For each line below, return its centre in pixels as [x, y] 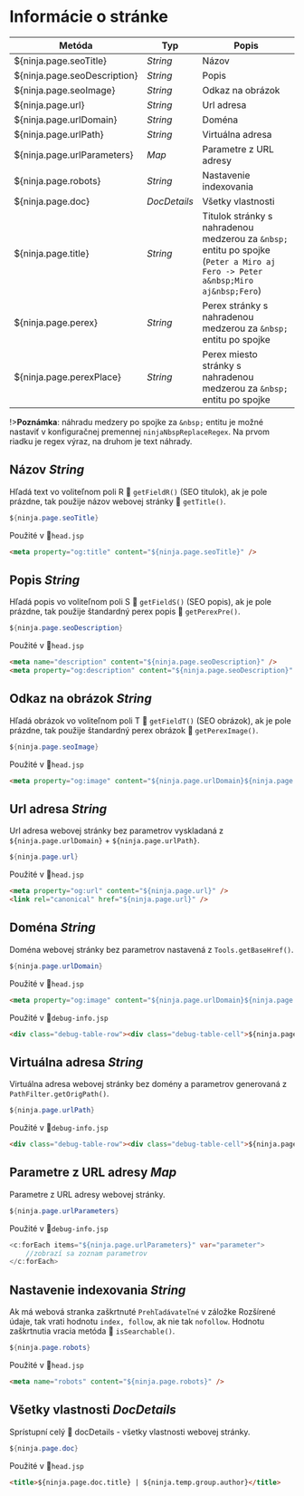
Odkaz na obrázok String [81, 699]
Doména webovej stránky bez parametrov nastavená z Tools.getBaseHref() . [152, 949]
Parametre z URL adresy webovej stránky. [87, 1194]
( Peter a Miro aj [239, 261]
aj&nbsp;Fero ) [232, 290]
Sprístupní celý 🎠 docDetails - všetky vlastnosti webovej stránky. [130, 1432]
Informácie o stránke [89, 17]
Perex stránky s [235, 306]
